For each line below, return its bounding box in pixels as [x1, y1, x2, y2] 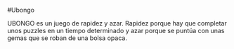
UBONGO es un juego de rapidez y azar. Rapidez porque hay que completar [7, 19, 227, 27]
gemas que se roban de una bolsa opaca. [7, 34, 128, 42]
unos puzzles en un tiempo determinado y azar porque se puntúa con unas [7, 27, 225, 35]
